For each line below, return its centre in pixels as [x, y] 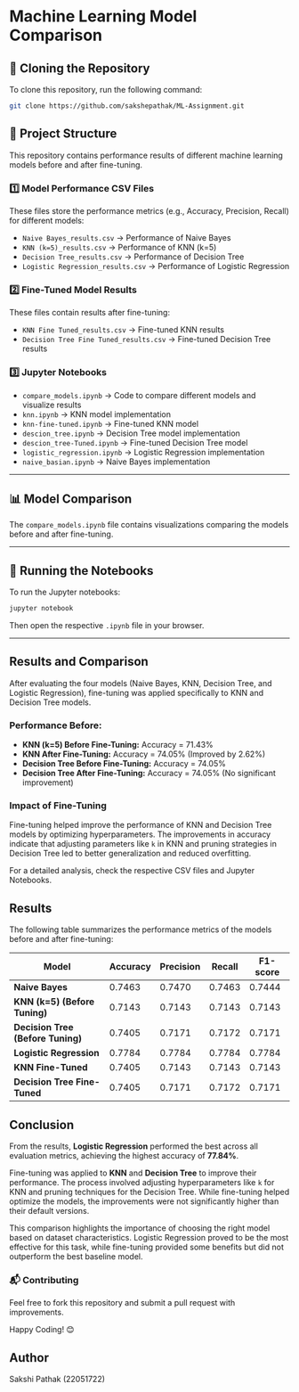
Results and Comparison [79, 662]
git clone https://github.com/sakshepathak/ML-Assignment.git [127, 106]
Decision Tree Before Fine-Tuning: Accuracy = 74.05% [124, 764]
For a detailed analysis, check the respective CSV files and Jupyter [132, 871]
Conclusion [42, 1125]
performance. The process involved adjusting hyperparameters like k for [142, 1183]
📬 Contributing [44, 1281]
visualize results [52, 405]
